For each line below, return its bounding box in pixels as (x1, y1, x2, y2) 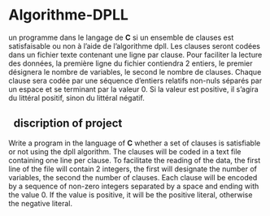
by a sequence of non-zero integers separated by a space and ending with (8, 181, 259, 191)
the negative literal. (8, 198, 73, 208)
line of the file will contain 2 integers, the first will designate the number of (8, 164, 258, 174)
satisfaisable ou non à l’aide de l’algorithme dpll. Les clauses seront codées (8, 41, 260, 50)
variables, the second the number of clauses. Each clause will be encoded (8, 172, 258, 182)
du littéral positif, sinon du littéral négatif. (8, 93, 145, 102)
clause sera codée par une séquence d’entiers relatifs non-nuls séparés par (8, 76, 263, 85)
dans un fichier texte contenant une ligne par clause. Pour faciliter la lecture (8, 50, 263, 59)
